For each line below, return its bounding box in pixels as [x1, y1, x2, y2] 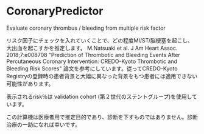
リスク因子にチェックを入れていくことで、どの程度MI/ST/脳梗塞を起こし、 [6, 36, 194, 44]
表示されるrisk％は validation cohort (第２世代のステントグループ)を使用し [6, 93, 192, 100]
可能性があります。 [6, 80, 54, 87]
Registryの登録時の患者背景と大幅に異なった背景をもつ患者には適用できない [6, 72, 198, 79]
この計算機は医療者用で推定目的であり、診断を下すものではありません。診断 [6, 113, 198, 121]
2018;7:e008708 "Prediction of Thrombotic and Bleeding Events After [6, 51, 181, 58]
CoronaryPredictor [6, 4, 104, 18]
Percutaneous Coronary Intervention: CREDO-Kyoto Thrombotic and [6, 58, 178, 65]
